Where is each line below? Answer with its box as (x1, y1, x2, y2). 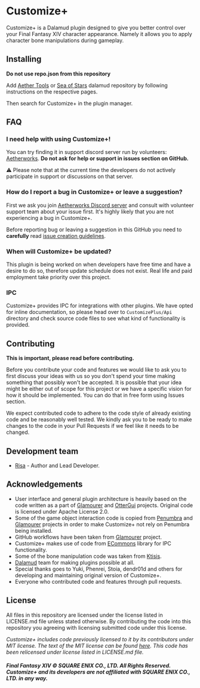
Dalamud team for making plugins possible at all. (14, 559, 135, 566)
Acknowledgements (6, 479, 83, 490)
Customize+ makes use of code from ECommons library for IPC (14, 539, 171, 547)
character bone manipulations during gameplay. (6, 37, 124, 44)
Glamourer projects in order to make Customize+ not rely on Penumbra (14, 520, 190, 528)
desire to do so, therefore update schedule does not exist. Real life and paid (6, 267, 193, 274)
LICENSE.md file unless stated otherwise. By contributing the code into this (6, 617, 191, 624)
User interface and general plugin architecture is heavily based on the (14, 495, 187, 502)
